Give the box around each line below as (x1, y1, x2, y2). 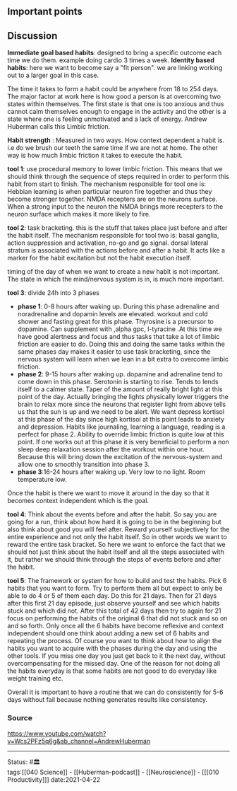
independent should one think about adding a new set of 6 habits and (7, 629, 209, 637)
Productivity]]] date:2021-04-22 (7, 775, 101, 784)
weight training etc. (7, 674, 63, 683)
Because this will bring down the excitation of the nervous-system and (17, 453, 223, 461)
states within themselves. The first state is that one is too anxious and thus (7, 100, 224, 108)
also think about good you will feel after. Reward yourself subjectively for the (7, 525, 230, 533)
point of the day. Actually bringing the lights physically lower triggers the (17, 393, 229, 401)
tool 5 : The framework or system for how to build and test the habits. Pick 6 (7, 577, 227, 585)
